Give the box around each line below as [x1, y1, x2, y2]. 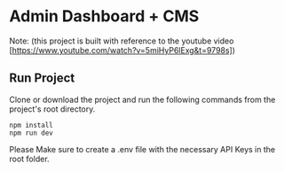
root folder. [9, 153, 51, 164]
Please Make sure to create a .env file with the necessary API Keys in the [9, 144, 276, 154]
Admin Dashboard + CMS [9, 6, 200, 27]
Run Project [9, 71, 75, 86]
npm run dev [9, 128, 53, 137]
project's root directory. [9, 104, 96, 114]
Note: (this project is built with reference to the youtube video [9, 35, 234, 46]
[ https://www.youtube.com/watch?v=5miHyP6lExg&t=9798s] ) [9, 44, 236, 55]
